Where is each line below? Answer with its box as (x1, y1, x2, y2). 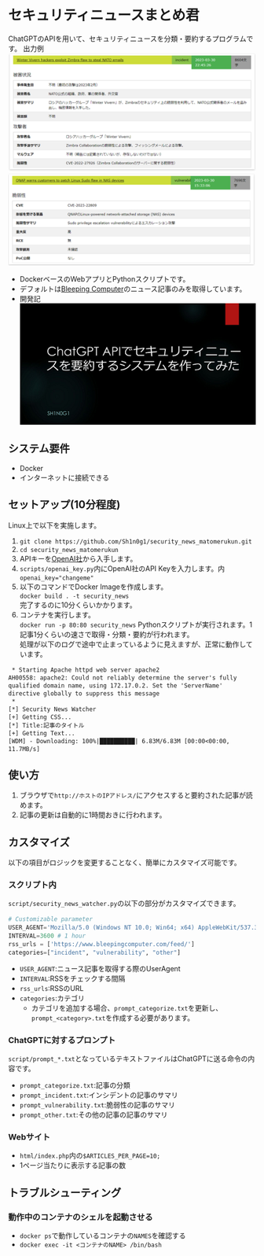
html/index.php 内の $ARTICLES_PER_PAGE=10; (19, 1151, 161, 1160)
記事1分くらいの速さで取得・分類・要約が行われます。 (19, 629, 194, 639)
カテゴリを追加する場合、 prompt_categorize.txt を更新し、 (31, 1003, 222, 1012)
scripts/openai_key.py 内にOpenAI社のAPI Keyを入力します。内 (19, 563, 225, 573)
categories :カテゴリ (19, 993, 85, 1003)
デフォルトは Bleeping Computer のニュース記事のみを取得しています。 (19, 284, 247, 294)
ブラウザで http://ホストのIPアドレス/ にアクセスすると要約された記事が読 (19, 790, 253, 800)
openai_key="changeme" (19, 574, 94, 582)
